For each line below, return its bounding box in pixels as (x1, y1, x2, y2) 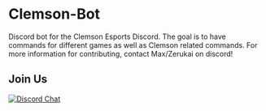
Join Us (8, 72, 48, 86)
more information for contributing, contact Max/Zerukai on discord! (8, 49, 233, 58)
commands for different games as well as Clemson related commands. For (8, 40, 258, 49)
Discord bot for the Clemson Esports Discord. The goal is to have (8, 32, 226, 41)
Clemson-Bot (8, 5, 100, 23)
